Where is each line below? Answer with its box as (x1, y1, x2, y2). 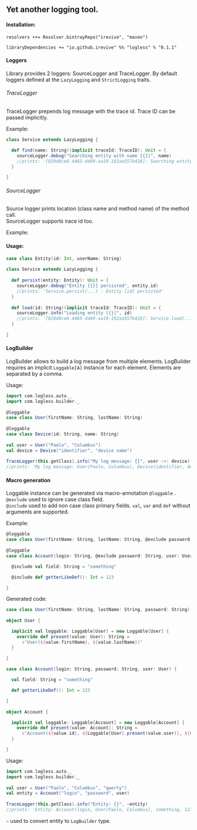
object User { (6, 618, 41, 624)
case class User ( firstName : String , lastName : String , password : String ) (6, 607, 191, 613)
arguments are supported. (6, 508, 69, 516)
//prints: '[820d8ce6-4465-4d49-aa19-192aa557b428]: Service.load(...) (16, 315, 195, 322)
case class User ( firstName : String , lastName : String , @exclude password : (6, 537, 193, 543)
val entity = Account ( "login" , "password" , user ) (6, 790, 130, 797)
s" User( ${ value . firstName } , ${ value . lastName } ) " (21, 639, 143, 645)
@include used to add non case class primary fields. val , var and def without (6, 502, 191, 509)
